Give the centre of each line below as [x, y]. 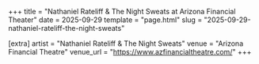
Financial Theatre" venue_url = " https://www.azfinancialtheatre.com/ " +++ [130, 52]
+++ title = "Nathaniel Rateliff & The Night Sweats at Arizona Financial [122, 11]
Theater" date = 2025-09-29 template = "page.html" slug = [105, 20]
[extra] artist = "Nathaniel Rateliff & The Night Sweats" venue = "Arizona [126, 43]
